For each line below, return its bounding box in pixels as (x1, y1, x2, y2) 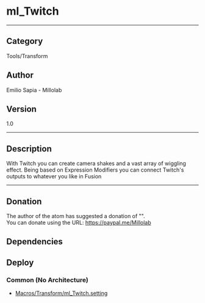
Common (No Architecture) (6, 276, 88, 284)
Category (6, 36, 43, 46)
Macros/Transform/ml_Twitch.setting (15, 290, 108, 297)
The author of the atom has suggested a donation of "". (6, 213, 145, 219)
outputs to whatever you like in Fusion (6, 173, 102, 180)
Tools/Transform (6, 52, 48, 59)
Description (6, 144, 52, 154)
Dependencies (6, 236, 63, 247)
